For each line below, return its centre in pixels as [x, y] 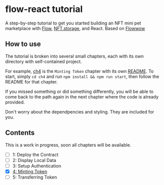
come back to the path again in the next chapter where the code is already [82, 96]
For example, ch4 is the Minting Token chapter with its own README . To [79, 71]
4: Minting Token [30, 171]
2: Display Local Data [34, 160]
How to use [23, 44]
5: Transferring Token [35, 177]
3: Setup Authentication [37, 165]
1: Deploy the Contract [35, 154]
